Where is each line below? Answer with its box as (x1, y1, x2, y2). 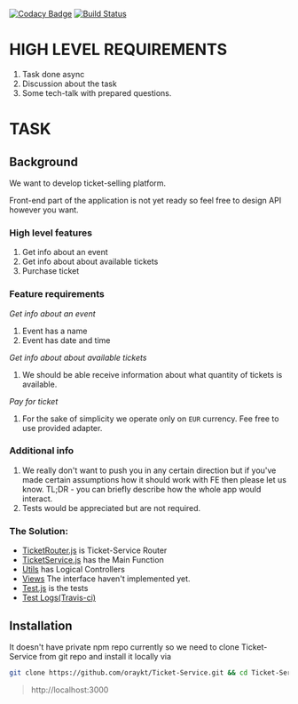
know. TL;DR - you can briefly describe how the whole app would (21, 484, 262, 494)
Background (9, 154, 78, 169)
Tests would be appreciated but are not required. (21, 502, 201, 513)
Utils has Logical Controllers (21, 564, 126, 575)
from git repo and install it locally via (38, 651, 171, 661)
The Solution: (9, 524, 69, 537)
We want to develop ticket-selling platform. (9, 178, 167, 188)
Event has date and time (21, 334, 111, 346)
